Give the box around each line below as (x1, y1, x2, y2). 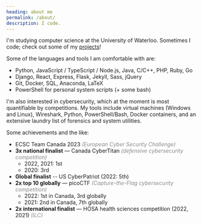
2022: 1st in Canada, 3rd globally (24, 192, 107, 200)
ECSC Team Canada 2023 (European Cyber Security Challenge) (15, 141, 176, 148)
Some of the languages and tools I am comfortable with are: (6, 55, 156, 63)
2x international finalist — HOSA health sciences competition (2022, (15, 205, 189, 212)
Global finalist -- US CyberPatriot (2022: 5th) (15, 173, 129, 180)
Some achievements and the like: (6, 129, 89, 137)
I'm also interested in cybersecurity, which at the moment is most (6, 98, 169, 105)
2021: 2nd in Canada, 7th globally (24, 199, 108, 206)
